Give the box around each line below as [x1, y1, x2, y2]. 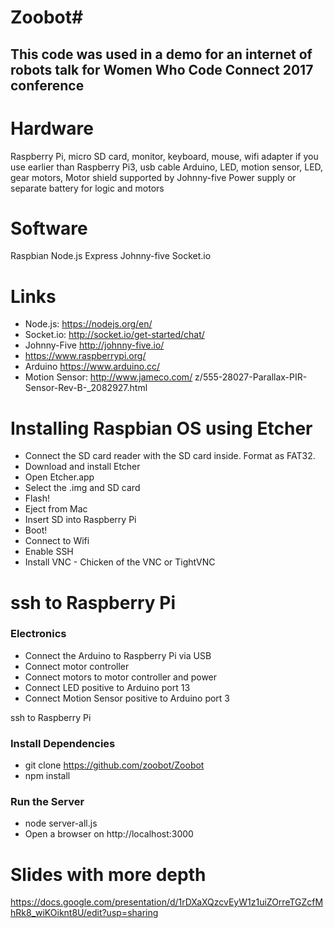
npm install [24, 770, 71, 782]
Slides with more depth [10, 863, 207, 886]
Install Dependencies [10, 736, 116, 750]
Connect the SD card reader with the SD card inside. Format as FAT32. [24, 450, 316, 462]
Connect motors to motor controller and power [24, 671, 218, 683]
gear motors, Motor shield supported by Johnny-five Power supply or [10, 171, 297, 183]
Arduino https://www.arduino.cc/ [24, 361, 161, 373]
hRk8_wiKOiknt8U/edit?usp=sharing [10, 907, 159, 919]
